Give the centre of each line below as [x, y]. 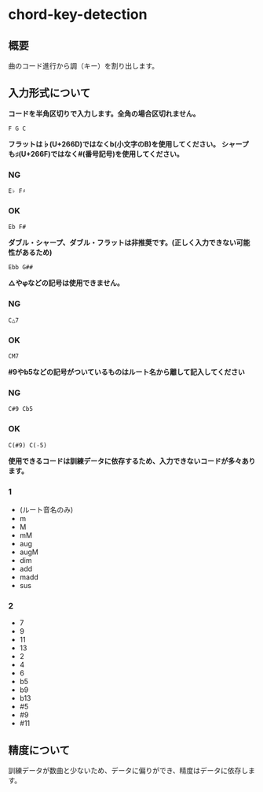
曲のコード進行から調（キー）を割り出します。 [84, 66]
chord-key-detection [78, 15]
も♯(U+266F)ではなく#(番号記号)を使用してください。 [96, 154]
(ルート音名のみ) [46, 509]
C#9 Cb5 [21, 409]
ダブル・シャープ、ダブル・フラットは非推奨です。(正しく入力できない [122, 242]
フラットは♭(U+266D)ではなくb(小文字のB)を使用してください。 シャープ [129, 144]
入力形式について [49, 93]
